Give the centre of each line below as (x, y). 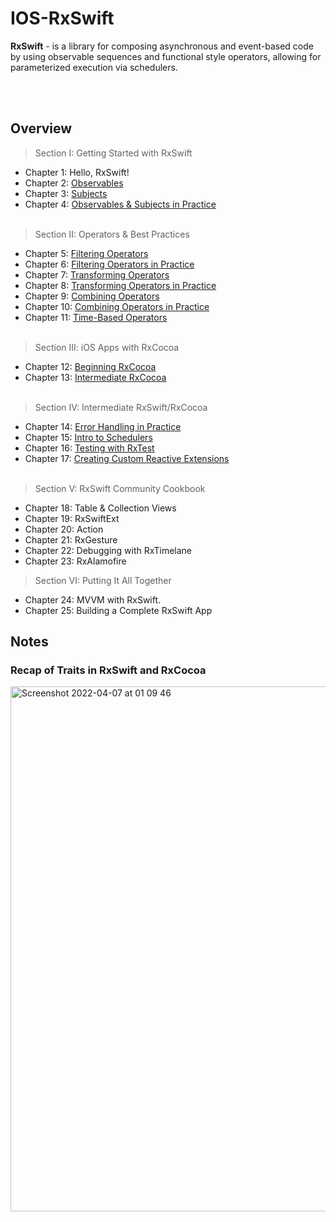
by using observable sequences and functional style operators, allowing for (166, 56)
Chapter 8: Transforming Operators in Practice (120, 285)
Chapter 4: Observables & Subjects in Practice (120, 204)
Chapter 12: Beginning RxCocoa (90, 366)
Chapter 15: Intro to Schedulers (88, 437)
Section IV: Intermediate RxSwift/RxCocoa (121, 407)
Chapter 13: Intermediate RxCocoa (95, 377)
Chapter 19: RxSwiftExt (72, 518)
